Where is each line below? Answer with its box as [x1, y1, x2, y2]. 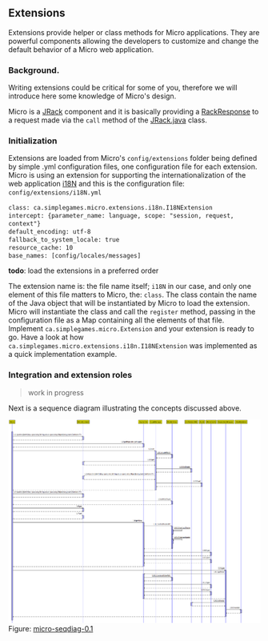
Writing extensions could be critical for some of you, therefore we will [8, 83, 238, 93]
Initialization [8, 135, 58, 146]
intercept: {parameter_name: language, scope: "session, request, [8, 212, 234, 220]
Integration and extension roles [8, 370, 133, 381]
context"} [8, 220, 42, 228]
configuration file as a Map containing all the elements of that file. [8, 315, 225, 325]
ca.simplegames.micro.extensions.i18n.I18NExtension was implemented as [8, 341, 258, 351]
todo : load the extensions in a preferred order [8, 266, 159, 275]
